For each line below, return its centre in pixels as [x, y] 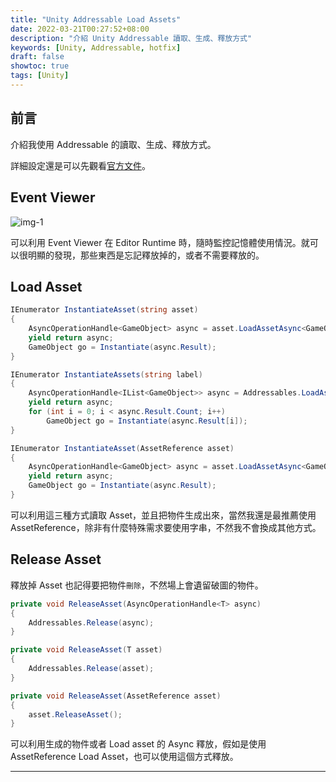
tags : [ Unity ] [40, 76]
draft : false [37, 57]
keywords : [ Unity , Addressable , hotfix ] [96, 47]
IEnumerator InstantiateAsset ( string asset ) [104, 310]
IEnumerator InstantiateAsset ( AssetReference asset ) [122, 448]
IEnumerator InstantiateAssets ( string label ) [106, 374]
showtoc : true [40, 66]
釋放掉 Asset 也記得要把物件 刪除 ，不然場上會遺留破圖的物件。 [137, 585]
